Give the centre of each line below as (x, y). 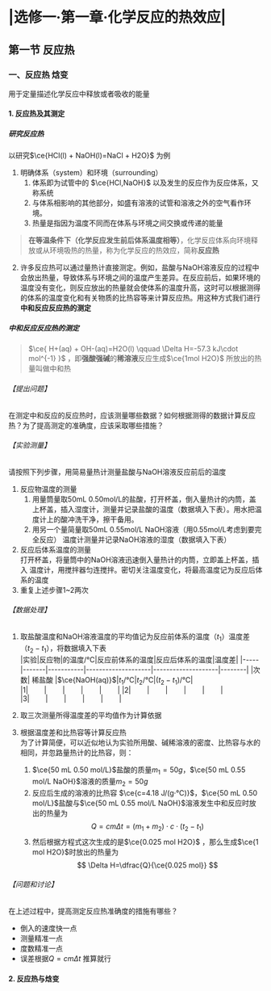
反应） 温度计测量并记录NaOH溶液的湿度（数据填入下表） (135, 540)
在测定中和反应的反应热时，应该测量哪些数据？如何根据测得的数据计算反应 (132, 415)
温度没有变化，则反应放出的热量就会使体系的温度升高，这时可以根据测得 (140, 288)
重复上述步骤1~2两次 (54, 590)
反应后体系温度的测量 (55, 549)
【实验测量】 (29, 445)
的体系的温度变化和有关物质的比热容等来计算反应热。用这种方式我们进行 (140, 298)
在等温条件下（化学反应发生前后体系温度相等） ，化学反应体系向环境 (140, 241)
